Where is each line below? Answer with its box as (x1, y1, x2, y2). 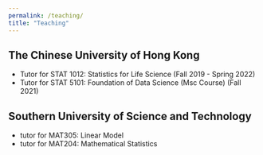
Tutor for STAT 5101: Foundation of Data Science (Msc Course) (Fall (19, 78, 241, 87)
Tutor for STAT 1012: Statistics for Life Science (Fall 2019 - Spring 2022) (19, 69, 256, 79)
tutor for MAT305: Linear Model (19, 130, 124, 140)
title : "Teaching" (8, 19, 69, 27)
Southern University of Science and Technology (8, 109, 253, 123)
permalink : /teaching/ (8, 11, 84, 20)
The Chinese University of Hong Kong (8, 48, 200, 62)
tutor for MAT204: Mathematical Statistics (19, 139, 158, 149)
